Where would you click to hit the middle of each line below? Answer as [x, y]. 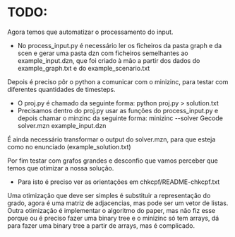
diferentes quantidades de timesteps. [61, 89]
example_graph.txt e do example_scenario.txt [84, 68]
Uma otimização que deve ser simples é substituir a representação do [109, 195]
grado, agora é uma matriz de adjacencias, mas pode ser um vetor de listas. [118, 203]
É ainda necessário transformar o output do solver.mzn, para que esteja [112, 139]
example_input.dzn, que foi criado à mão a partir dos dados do [109, 60]
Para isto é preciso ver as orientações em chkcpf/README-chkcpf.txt [119, 182]
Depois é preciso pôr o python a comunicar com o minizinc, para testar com [118, 81]
